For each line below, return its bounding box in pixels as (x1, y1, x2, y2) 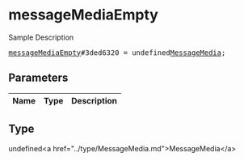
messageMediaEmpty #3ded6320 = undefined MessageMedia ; (8, 48, 226, 57)
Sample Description (8, 32, 74, 42)
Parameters (8, 71, 69, 85)
